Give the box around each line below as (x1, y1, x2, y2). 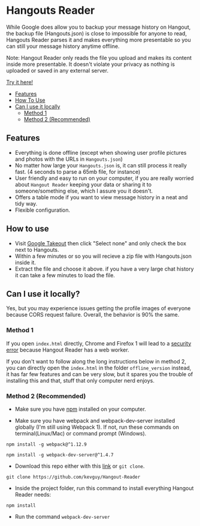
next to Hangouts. (14, 246, 59, 253)
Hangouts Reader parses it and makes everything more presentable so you (6, 36, 191, 43)
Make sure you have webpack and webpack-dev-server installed (14, 417, 175, 424)
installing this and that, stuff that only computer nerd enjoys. (6, 377, 154, 384)
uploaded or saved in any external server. (6, 67, 109, 74)
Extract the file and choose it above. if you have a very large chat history (14, 265, 194, 272)
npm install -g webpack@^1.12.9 (6, 441, 87, 447)
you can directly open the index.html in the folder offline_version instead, (6, 364, 192, 371)
